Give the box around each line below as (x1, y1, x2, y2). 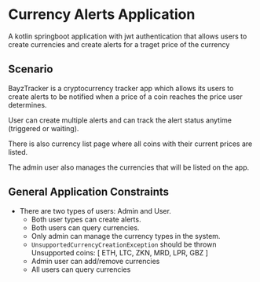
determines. (8, 100, 47, 109)
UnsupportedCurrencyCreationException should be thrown (31, 240, 217, 249)
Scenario (8, 63, 53, 76)
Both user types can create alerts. (31, 214, 141, 224)
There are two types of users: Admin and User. (19, 206, 171, 215)
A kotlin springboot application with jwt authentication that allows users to (8, 31, 247, 41)
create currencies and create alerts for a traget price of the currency (8, 39, 230, 49)
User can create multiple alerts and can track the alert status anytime (8, 115, 233, 125)
